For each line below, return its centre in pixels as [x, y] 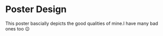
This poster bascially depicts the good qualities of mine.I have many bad [82, 23]
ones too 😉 [17, 28]
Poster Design [36, 9]
